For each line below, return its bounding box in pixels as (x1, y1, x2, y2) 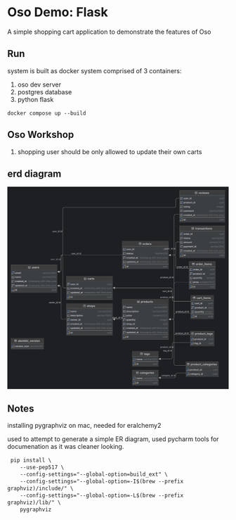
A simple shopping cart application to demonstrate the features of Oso (7, 27, 211, 36)
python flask (17, 95, 54, 103)
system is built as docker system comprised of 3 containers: (7, 66, 182, 75)
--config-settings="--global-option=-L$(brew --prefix (20, 492, 184, 500)
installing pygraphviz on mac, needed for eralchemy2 (7, 421, 162, 430)
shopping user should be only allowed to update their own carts (17, 147, 202, 156)
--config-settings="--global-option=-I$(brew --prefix (20, 478, 184, 486)
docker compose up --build (7, 110, 86, 117)
